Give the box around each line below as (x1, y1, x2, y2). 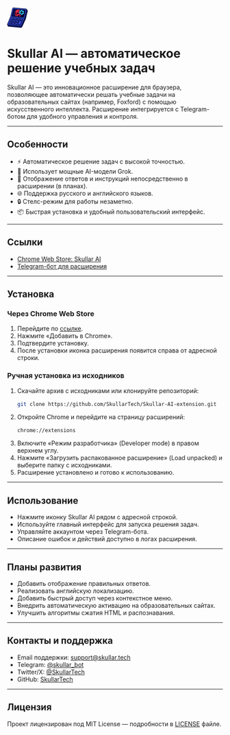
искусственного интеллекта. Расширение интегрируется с (7, 104, 179, 113)
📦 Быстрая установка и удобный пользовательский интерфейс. (16, 207, 205, 216)
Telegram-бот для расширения (16, 262, 107, 270)
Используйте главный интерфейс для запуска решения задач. (16, 520, 200, 529)
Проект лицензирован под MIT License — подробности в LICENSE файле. (7, 719, 222, 728)
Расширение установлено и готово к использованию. (16, 468, 175, 477)
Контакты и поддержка (7, 635, 113, 646)
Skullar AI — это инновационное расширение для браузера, (7, 83, 182, 91)
